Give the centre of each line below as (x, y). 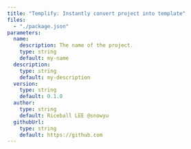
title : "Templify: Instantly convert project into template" (97, 13)
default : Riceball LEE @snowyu (64, 115)
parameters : (24, 33)
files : (16, 20)
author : (24, 103)
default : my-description (55, 77)
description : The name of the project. (77, 45)
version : (26, 84)
